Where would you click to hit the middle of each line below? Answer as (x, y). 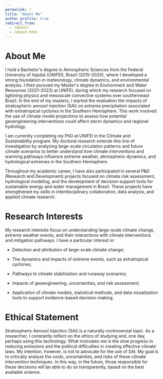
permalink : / (18, 9)
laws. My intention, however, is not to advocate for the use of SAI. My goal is (82, 351)
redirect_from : (20, 23)
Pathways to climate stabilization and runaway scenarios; (70, 274)
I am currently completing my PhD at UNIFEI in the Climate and (68, 136)
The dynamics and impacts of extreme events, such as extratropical (80, 259)
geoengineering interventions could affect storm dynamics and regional (77, 121)
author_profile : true (27, 18)
